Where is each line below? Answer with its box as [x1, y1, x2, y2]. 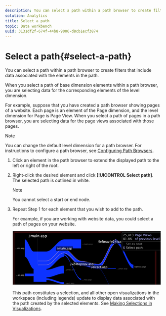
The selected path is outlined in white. [12, 177, 90, 183]
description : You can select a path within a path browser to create [5, 8, 152, 13]
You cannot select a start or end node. [12, 197, 90, 203]
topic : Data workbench [5, 24, 52, 29]
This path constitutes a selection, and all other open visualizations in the [12, 290, 160, 296]
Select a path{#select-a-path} [5, 51, 132, 62]
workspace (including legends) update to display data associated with [12, 295, 155, 301]
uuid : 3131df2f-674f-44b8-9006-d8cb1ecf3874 [5, 29, 98, 34]
